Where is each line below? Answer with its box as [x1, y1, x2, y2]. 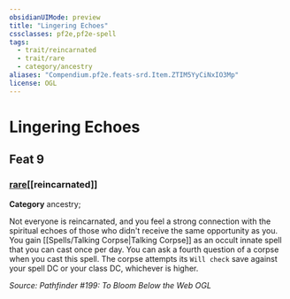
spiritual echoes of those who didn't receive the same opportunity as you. [9, 225, 279, 235]
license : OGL [9, 79, 57, 88]
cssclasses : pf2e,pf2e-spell [9, 29, 117, 38]
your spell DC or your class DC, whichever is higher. [9, 263, 199, 273]
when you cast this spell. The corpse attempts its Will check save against [9, 253, 279, 264]
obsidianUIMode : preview [9, 12, 101, 22]
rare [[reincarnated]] [9, 179, 98, 191]
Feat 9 [9, 152, 44, 167]
